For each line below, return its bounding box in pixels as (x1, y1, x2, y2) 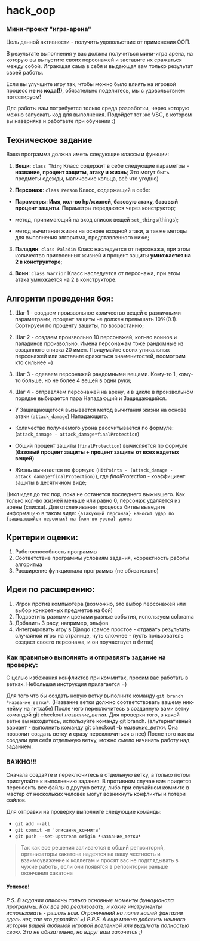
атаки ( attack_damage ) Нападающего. (14, 413, 109, 420)
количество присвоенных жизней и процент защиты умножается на (14, 252, 191, 259)
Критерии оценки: (6, 532, 79, 542)
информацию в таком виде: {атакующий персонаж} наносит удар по (6, 510, 174, 517)
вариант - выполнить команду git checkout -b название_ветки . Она (6, 724, 178, 731)
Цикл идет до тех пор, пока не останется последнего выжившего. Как (6, 491, 185, 498)
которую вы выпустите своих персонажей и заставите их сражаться (6, 56, 182, 63)
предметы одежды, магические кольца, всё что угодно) (14, 175, 159, 182)
